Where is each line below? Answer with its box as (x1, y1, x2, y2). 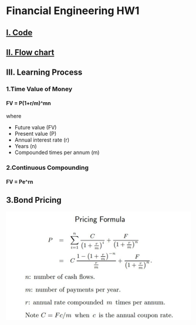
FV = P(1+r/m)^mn (6, 99, 51, 106)
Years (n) (14, 143, 37, 150)
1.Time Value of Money (6, 85, 73, 93)
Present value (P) (14, 130, 57, 138)
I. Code (6, 28, 33, 38)
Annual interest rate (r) (14, 136, 69, 143)
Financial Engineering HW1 (6, 4, 140, 18)
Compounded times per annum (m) (14, 149, 100, 156)
